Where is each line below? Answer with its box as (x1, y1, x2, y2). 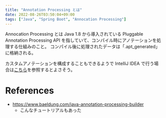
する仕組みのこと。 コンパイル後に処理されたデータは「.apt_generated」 (9, 44, 160, 50)
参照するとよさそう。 (31, 67, 75, 73)
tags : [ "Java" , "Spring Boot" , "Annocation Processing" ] (5, 17, 126, 22)
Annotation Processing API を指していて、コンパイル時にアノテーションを (5, 37, 157, 43)
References (5, 85, 54, 96)
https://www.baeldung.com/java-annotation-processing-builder (12, 101, 144, 107)
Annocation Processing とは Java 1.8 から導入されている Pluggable (5, 31, 143, 37)
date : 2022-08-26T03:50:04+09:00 (5, 12, 75, 17)
